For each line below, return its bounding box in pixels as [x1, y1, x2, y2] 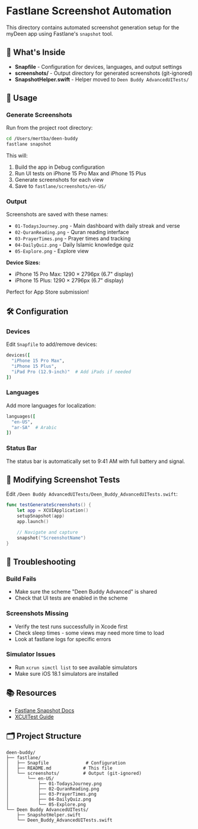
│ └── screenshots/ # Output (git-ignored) [6, 771, 142, 777]
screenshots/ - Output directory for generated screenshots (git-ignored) [14, 70, 193, 77]
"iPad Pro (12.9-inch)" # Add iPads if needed [11, 368, 132, 375]
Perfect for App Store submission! [6, 288, 89, 295]
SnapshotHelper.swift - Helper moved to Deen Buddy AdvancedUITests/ [14, 75, 189, 83]
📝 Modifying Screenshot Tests [6, 475, 120, 485]
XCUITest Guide [14, 713, 55, 720]
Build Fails [6, 575, 37, 583]
